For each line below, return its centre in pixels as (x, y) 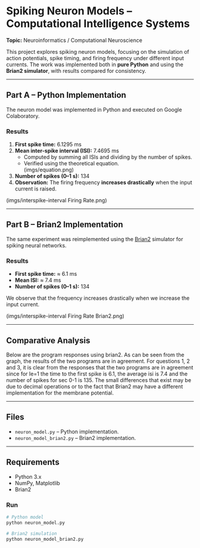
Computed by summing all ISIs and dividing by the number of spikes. (108, 157)
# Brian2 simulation (32, 533)
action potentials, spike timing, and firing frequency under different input (95, 58)
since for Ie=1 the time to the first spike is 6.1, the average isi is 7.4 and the (97, 374)
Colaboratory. (23, 116)
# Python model (25, 517)
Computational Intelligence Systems (98, 24)
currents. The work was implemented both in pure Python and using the (95, 64)
